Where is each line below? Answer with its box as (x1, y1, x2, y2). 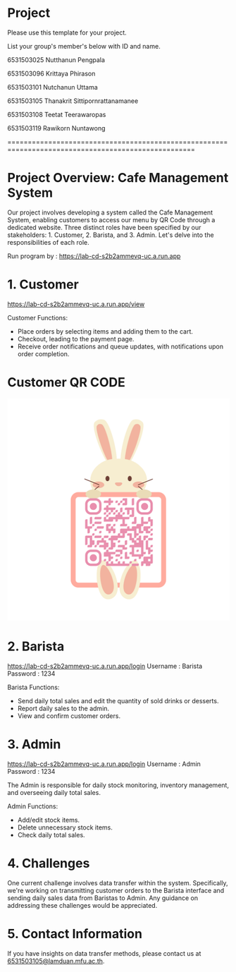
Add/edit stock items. (17, 815, 80, 824)
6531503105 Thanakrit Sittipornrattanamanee (7, 97, 139, 105)
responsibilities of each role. (7, 238, 89, 246)
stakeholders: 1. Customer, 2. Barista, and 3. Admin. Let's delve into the (7, 231, 214, 239)
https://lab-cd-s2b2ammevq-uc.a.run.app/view (7, 300, 145, 308)
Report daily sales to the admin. (17, 704, 110, 712)
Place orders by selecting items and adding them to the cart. (17, 327, 194, 336)
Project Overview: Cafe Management (7, 170, 229, 186)
